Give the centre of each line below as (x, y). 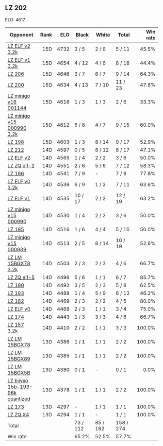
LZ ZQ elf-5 (21, 277)
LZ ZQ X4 (18, 414)
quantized (19, 399)
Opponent (21, 34)
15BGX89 (19, 359)
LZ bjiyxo (18, 380)
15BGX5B (19, 373)
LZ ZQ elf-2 (21, 166)
